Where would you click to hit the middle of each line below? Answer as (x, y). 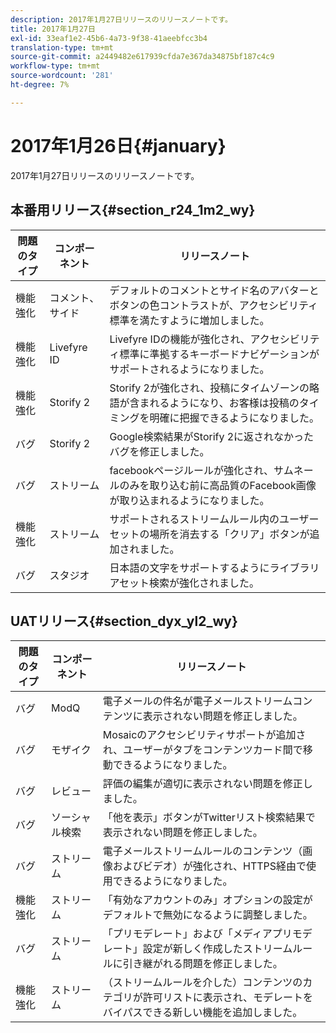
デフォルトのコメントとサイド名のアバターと (214, 290)
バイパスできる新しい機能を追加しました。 (202, 1013)
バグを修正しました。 (159, 451)
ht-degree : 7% (40, 85)
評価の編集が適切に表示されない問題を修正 (202, 784)
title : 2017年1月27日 (53, 29)
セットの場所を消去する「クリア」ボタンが (209, 534)
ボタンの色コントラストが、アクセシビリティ (213, 305)
